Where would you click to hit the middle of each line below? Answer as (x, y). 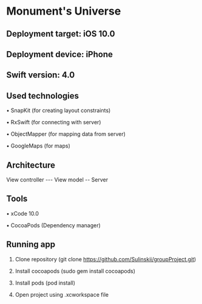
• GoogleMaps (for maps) (39, 146)
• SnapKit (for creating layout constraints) (59, 110)
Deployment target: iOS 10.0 (61, 34)
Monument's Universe (64, 11)
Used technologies (43, 96)
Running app (31, 245)
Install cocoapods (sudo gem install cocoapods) (75, 271)
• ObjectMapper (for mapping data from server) (66, 134)
